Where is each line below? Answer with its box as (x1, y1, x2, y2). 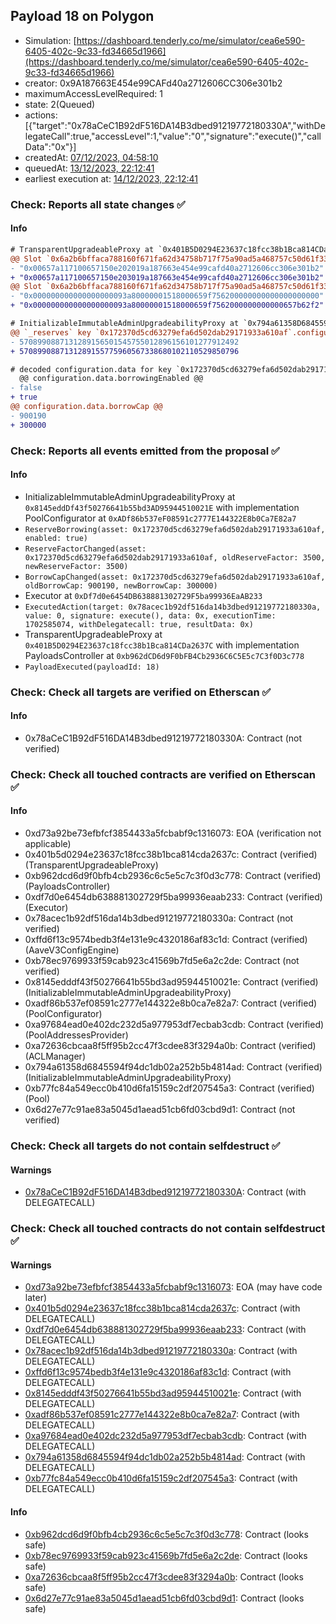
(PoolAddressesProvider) (24, 1029, 129, 1041)
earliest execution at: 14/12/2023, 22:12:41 (24, 172, 199, 184)
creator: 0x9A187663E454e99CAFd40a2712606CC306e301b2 (24, 77, 283, 89)
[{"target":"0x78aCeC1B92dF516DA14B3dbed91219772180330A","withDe (24, 119, 326, 131)
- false (10, 383, 43, 393)
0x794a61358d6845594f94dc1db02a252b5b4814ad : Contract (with (24, 1451, 306, 1463)
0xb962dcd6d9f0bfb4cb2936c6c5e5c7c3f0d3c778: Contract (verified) (24, 870, 322, 882)
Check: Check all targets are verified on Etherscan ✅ (10, 685, 272, 699)
